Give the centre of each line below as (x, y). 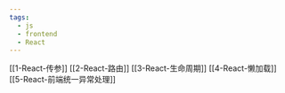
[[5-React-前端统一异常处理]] (62, 80)
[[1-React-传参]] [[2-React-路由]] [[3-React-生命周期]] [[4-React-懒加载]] (143, 68)
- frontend (37, 34)
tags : (19, 17)
